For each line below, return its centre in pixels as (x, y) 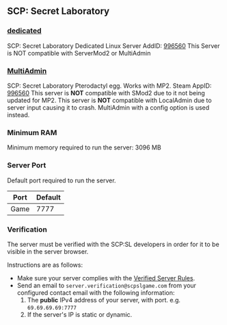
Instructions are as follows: (45, 265)
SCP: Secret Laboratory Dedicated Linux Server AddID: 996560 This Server (113, 46)
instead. (18, 115)
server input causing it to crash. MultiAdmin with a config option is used (108, 107)
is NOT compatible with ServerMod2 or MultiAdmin (79, 53)
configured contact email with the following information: (96, 292)
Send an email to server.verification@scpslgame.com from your (107, 285)
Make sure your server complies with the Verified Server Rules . (106, 278)
